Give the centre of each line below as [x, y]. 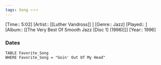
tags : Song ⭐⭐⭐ [22, 10]
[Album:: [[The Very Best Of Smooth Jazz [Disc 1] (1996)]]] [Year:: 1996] [81, 29]
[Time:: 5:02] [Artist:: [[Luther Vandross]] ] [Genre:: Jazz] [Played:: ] [76, 24]
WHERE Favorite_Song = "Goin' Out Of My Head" [55, 57]
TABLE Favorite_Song [27, 53]
